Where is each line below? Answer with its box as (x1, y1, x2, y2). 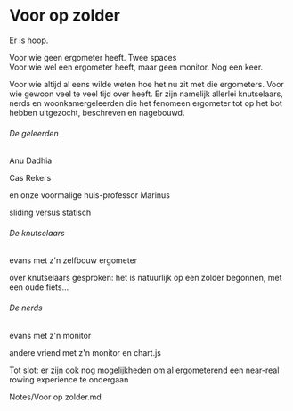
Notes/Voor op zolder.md (9, 391, 102, 402)
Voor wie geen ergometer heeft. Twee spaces (9, 52, 177, 62)
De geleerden (9, 127, 60, 138)
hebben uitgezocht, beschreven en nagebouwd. (9, 107, 185, 118)
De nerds (9, 302, 43, 313)
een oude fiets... (9, 282, 69, 292)
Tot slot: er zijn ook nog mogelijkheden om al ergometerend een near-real (9, 365, 280, 375)
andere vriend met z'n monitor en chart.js (9, 347, 162, 358)
